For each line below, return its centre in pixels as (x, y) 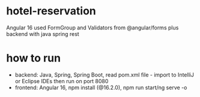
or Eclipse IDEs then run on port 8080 (62, 81)
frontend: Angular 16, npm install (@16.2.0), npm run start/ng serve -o (101, 87)
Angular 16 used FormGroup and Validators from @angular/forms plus (92, 28)
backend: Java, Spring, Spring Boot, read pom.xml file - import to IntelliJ (104, 75)
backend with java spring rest (43, 34)
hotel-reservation (51, 11)
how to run (34, 58)
